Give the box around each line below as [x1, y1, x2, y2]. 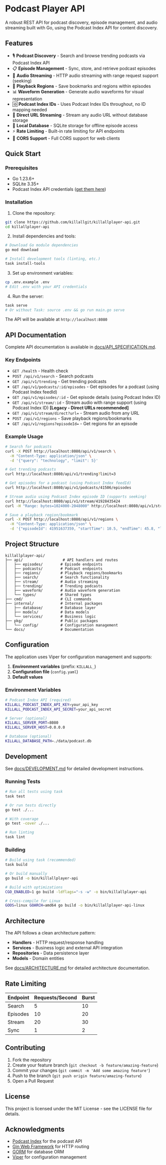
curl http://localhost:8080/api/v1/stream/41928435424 [5, 499, 121, 504]
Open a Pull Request [12, 1078, 54, 1084]
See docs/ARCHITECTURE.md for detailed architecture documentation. [5, 965, 150, 971]
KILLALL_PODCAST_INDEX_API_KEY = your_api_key [5, 702, 98, 707]
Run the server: [12, 293, 44, 299]
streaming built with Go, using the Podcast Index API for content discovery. [5, 24, 158, 30]
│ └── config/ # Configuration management [5, 622, 119, 627]
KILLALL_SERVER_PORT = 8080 [5, 720, 58, 725]
